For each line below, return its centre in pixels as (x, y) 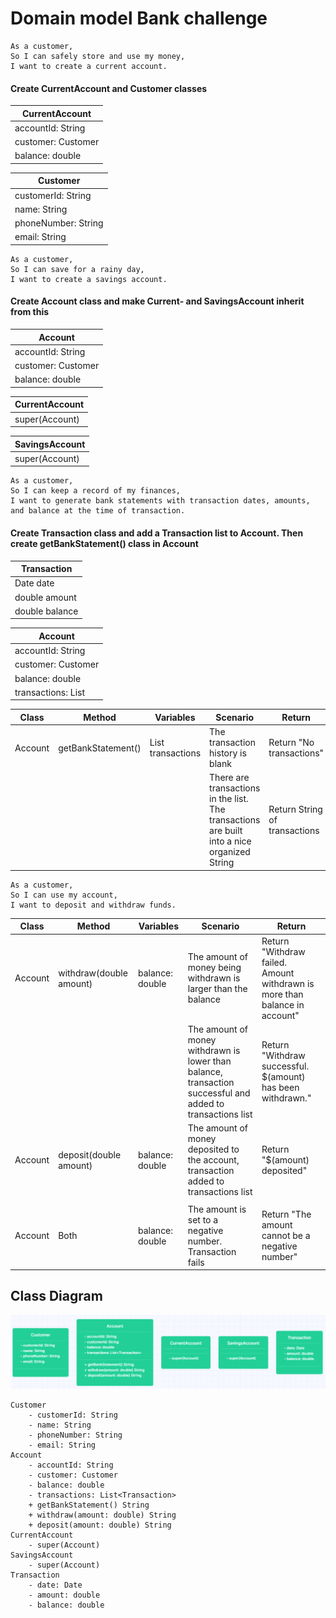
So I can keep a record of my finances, (96, 491)
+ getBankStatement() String (89, 1505)
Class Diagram (56, 1296)
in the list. (229, 799)
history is (228, 753)
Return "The (286, 1214)
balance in (283, 1004)
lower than (209, 1061)
